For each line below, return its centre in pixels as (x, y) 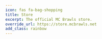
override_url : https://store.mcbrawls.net (51, 24)
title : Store (19, 15)
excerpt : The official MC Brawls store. (49, 19)
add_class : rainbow (26, 29)
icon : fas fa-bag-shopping (34, 10)
